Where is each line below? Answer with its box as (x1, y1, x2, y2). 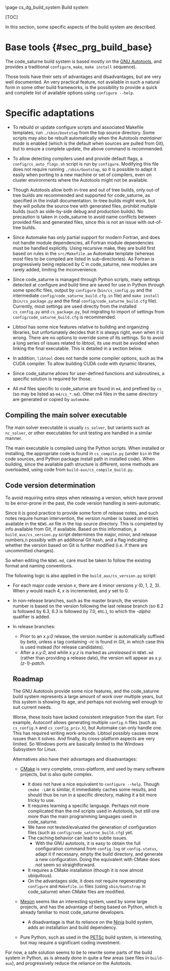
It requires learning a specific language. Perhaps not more (27, 802, 149, 809)
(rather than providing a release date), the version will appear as (20, 655, 154, 661)
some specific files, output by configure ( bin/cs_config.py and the (12, 287, 152, 293)
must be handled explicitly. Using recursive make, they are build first (12, 245, 155, 251)
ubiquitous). (27, 873, 53, 879)
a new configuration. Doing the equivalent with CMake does (35, 857, 160, 863)
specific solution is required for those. (12, 376, 92, 382)
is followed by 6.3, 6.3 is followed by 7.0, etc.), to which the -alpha (12, 608, 151, 614)
